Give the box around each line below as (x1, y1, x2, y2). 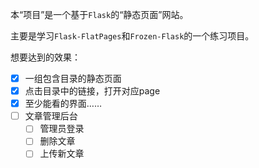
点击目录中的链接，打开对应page (24, 85, 161, 97)
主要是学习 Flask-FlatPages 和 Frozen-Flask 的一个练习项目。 (10, 30, 255, 42)
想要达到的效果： (10, 51, 81, 63)
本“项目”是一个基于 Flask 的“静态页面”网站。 (10, 9, 189, 20)
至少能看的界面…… (24, 98, 102, 110)
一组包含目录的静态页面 (24, 73, 122, 84)
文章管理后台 (24, 110, 78, 122)
